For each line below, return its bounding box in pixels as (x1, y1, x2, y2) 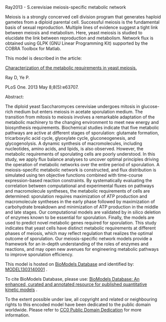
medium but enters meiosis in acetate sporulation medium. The (14, 109, 143, 114)
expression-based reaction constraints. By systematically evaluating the (5, 178, 153, 183)
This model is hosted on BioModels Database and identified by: (5, 261, 134, 267)
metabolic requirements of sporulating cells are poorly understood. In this (5, 151, 155, 157)
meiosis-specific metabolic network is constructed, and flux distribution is (5, 167, 157, 173)
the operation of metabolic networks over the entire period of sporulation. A (5, 162, 160, 167)
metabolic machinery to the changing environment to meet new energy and (5, 119, 159, 125)
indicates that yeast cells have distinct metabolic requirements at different (5, 225, 156, 231)
